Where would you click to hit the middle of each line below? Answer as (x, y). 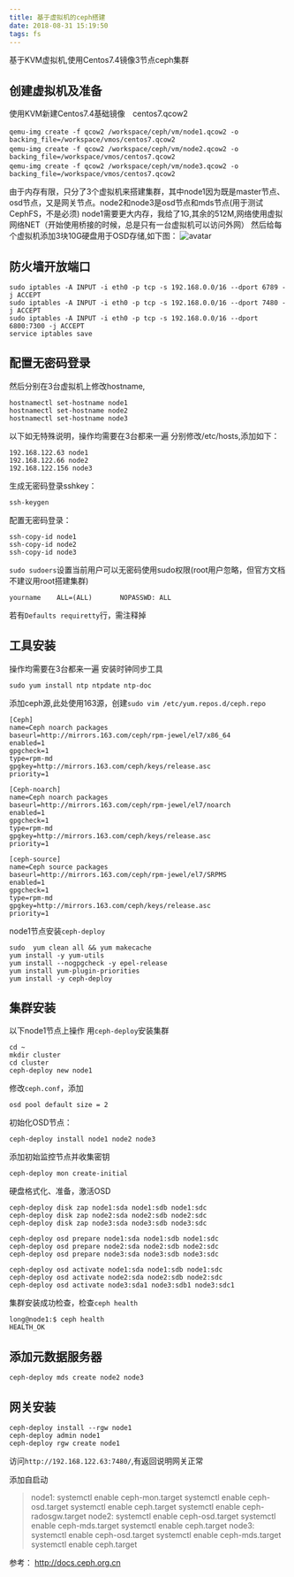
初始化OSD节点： (41, 1123)
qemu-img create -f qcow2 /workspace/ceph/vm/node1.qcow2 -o (124, 132)
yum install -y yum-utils (57, 955)
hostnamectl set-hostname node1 (68, 403)
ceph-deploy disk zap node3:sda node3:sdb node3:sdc (108, 1223)
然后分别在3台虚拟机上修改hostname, (77, 386)
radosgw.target (58, 1516)
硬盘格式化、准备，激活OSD (60, 1191)
